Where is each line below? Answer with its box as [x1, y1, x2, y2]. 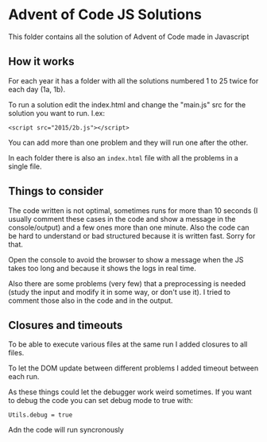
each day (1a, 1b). [8, 84, 66, 94]
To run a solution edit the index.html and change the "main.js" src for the [8, 99, 246, 109]
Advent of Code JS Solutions [8, 6, 203, 24]
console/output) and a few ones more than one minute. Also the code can [8, 223, 250, 232]
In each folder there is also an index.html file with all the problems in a [8, 153, 238, 162]
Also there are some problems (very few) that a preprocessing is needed [8, 278, 246, 288]
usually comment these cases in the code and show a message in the [8, 214, 236, 223]
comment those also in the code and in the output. [8, 296, 173, 305]
